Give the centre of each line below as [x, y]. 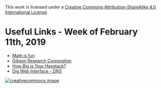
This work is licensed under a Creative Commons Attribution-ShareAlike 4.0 [80, 7]
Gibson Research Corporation [42, 61]
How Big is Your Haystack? [39, 66]
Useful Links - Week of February [72, 32]
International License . [27, 12]
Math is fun [23, 55]
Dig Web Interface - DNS [37, 71]
